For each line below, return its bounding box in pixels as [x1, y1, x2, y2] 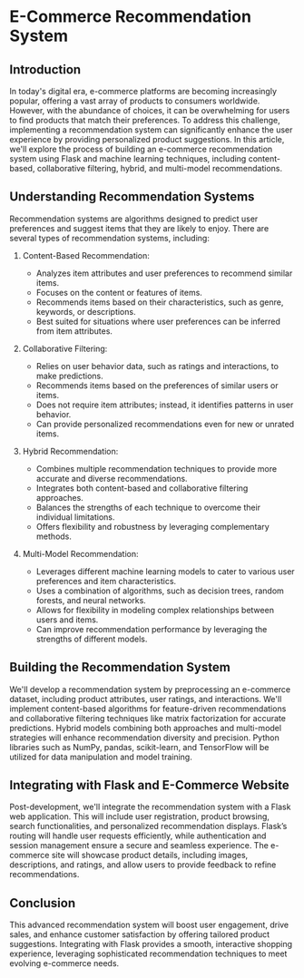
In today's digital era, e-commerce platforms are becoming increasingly [9, 86, 277, 96]
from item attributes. [35, 325, 113, 337]
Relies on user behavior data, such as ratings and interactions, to [35, 360, 279, 371]
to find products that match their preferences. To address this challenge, [9, 115, 280, 125]
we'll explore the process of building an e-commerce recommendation [9, 143, 273, 154]
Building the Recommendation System [9, 660, 231, 675]
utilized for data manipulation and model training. [9, 751, 192, 762]
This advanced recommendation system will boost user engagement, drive [9, 919, 289, 931]
